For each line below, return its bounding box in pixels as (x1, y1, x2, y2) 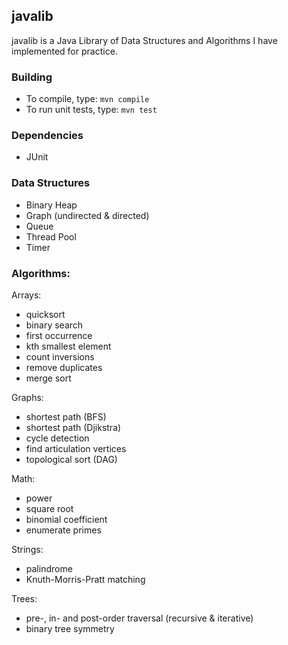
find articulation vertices (25, 443, 127, 454)
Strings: (11, 544, 44, 555)
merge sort (25, 372, 72, 384)
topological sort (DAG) (25, 454, 118, 465)
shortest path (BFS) (25, 411, 107, 423)
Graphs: (11, 392, 44, 403)
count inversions (25, 351, 95, 363)
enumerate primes (25, 524, 102, 536)
